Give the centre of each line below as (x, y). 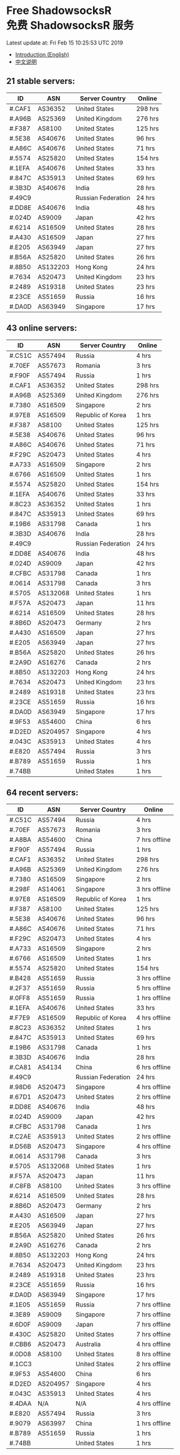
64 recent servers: (43, 792)
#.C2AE (20, 1137)
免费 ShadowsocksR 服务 (70, 26)
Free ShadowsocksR (59, 11)
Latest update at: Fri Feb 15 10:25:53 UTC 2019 (65, 43)
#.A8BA (20, 840)
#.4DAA (21, 1404)
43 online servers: (42, 328)
